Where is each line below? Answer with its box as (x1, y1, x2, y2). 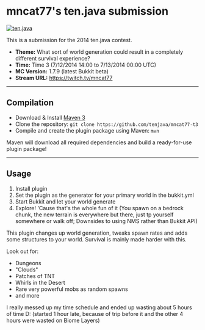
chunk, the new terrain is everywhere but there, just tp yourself (15, 211, 174, 218)
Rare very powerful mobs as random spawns (15, 285, 128, 293)
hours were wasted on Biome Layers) (6, 317, 100, 324)
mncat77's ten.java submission (6, 4, 169, 18)
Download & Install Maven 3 (15, 114, 85, 121)
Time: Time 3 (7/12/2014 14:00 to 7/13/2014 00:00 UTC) (15, 61, 157, 68)
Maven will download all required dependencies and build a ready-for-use (6, 139, 192, 146)
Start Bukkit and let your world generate (15, 197, 116, 205)
